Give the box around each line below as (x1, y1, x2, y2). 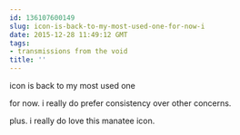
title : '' (9, 55, 47, 64)
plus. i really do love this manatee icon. (9, 115, 155, 126)
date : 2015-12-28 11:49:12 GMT (9, 30, 128, 39)
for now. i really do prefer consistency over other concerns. (9, 98, 232, 109)
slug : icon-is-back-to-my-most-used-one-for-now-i (9, 22, 205, 31)
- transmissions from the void (9, 47, 128, 56)
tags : (9, 38, 30, 48)
